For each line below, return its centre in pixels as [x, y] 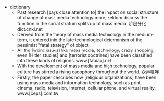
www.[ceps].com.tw [38, 93]
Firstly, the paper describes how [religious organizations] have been [87, 77]
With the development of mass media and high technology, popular [86, 66]
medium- [145, 34]
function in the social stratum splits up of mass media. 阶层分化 [82, 24]
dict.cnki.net [30, 29]
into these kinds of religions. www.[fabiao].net [64, 61]
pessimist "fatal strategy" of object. [54, 45]
